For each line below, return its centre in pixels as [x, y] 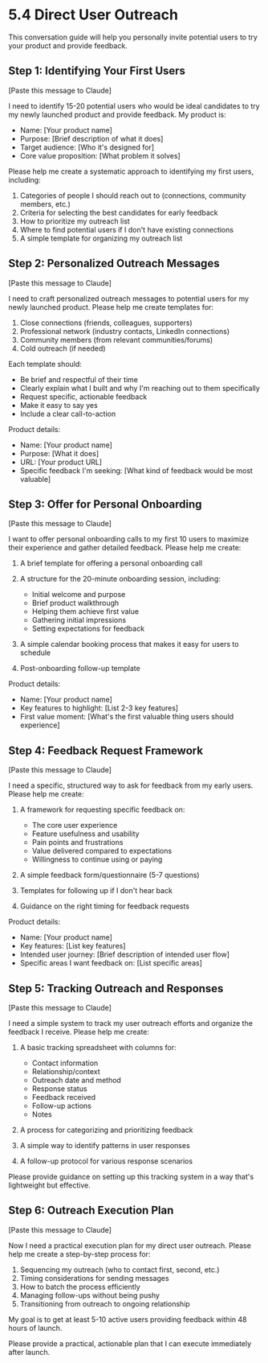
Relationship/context [66, 1071]
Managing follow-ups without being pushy [90, 1295]
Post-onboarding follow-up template [80, 669]
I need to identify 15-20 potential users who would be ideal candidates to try [134, 105]
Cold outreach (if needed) [63, 348]
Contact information [65, 1063]
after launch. [29, 1352]
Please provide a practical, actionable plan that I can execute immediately [130, 1343]
